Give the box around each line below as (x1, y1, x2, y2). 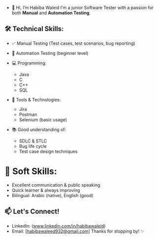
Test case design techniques (19, 148, 78, 154)
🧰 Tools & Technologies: (11, 97, 61, 102)
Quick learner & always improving (11, 187, 80, 193)
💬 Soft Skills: (4, 166, 57, 177)
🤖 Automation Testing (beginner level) (11, 50, 89, 56)
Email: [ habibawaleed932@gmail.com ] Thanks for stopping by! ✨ (11, 228, 145, 234)
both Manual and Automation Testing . (11, 10, 91, 16)
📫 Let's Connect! (4, 207, 60, 216)
